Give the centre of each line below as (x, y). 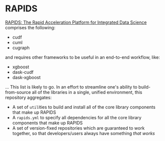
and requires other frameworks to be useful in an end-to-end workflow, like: (82, 57)
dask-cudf (23, 72)
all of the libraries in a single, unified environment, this (87, 92)
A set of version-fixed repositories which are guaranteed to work (78, 128)
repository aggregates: (28, 97)
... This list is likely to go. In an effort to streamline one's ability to (71, 87)
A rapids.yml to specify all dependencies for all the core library (77, 117)
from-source (18, 92)
